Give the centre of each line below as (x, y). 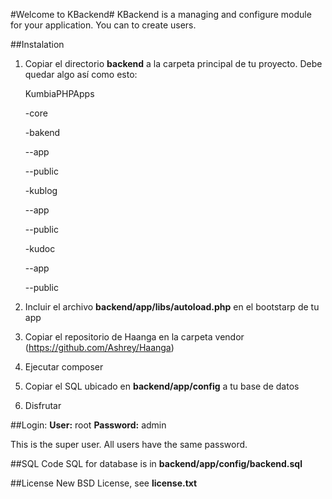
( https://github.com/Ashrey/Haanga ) (99, 347)
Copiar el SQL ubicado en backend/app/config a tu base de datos (162, 386)
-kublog (41, 190)
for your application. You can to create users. (103, 25)
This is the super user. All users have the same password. (129, 444)
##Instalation (37, 44)
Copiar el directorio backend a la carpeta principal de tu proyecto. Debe (173, 63)
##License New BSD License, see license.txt (104, 483)
